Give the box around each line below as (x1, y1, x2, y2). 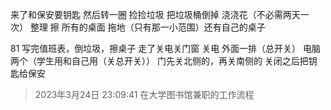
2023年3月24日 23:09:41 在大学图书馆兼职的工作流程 (34, 89, 255, 100)
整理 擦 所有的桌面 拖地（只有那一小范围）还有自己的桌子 (29, 21, 266, 33)
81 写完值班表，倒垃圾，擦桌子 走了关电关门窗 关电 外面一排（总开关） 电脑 (10, 43, 322, 54)
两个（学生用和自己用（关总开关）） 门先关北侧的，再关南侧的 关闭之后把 (10, 55, 309, 67)
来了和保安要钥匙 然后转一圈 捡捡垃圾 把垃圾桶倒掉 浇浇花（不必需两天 (10, 9, 301, 20)
